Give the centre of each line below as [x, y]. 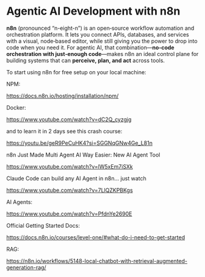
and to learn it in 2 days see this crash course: [64, 131]
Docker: [16, 107]
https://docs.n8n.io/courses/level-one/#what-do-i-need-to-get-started [96, 237]
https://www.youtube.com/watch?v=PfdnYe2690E [69, 214]
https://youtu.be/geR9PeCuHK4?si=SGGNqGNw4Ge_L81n [79, 143]
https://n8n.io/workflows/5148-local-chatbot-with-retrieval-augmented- [97, 261]
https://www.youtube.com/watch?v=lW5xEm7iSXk [70, 166]
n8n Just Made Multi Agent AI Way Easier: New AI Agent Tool [83, 155]
